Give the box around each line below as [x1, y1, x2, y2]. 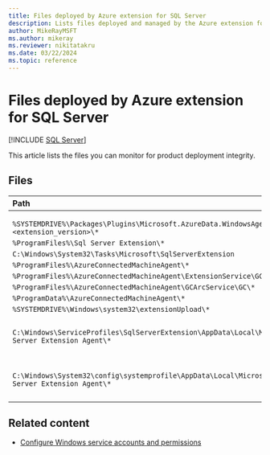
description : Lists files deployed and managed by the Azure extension [8, 19, 253, 27]
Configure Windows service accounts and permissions [19, 437, 202, 447]
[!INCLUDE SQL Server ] [8, 134, 87, 145]
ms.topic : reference [8, 57, 78, 65]
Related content [8, 416, 90, 430]
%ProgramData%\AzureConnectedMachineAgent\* [12, 293, 186, 302]
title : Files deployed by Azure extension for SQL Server [8, 11, 207, 20]
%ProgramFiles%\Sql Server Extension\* [12, 238, 165, 248]
